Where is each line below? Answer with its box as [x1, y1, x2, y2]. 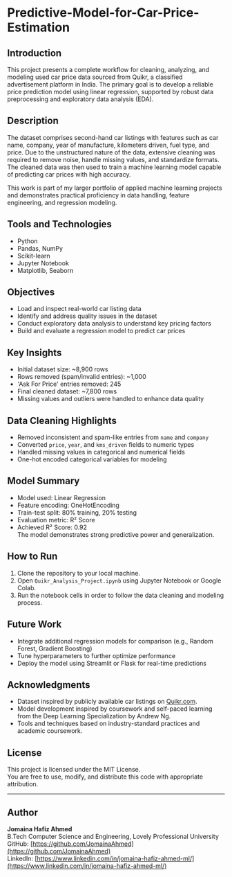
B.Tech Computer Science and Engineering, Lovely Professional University [7, 832, 220, 840]
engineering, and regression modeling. [7, 198, 117, 206]
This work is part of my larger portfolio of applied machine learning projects [7, 184, 222, 192]
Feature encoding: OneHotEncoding [17, 501, 119, 509]
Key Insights [7, 346, 62, 358]
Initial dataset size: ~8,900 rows [17, 365, 108, 373]
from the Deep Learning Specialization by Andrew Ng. [17, 712, 171, 720]
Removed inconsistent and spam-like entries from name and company [17, 433, 209, 441]
